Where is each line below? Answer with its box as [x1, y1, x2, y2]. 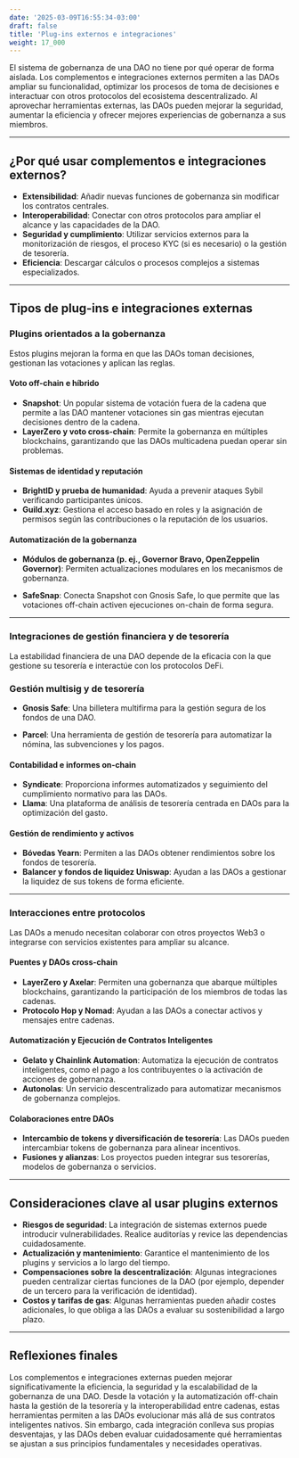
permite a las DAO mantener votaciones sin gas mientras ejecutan [21, 407, 264, 417]
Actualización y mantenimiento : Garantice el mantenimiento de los [21, 1248, 270, 1258]
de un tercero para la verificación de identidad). [21, 1286, 198, 1297]
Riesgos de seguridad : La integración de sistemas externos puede [21, 1219, 268, 1231]
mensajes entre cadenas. [21, 1014, 116, 1026]
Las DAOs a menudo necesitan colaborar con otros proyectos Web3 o [9, 927, 265, 937]
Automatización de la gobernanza [9, 534, 138, 545]
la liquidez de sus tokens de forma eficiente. [21, 876, 185, 887]
